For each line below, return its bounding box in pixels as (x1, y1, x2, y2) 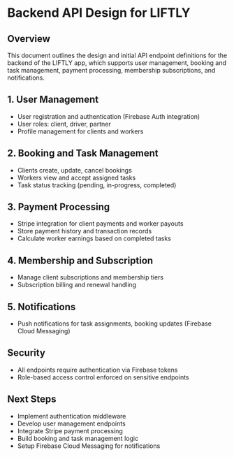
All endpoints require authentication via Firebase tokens (17, 365, 178, 374)
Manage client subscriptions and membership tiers (17, 273, 164, 282)
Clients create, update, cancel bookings (17, 166, 133, 174)
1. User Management (7, 94, 99, 106)
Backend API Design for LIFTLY (7, 5, 191, 21)
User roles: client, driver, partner (17, 119, 111, 128)
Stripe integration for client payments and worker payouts (17, 219, 184, 228)
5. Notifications (7, 300, 76, 312)
